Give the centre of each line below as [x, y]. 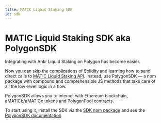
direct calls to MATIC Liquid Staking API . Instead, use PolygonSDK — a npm [80, 76]
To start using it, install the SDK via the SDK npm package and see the [75, 110]
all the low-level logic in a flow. [36, 86]
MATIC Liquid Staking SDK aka [68, 38]
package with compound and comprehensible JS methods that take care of [80, 81]
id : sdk [13, 14]
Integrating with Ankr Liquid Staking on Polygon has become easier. [73, 61]
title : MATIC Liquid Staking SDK [39, 9]
